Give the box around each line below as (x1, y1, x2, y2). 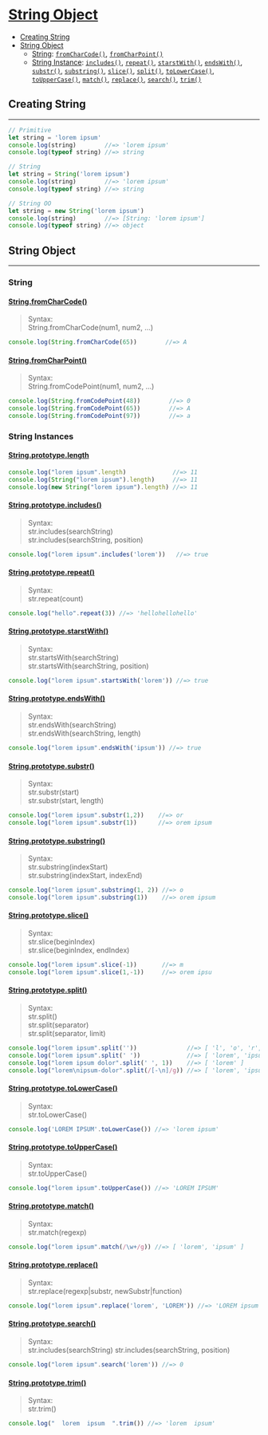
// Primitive (8, 126, 52, 134)
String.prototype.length (8, 451, 89, 460)
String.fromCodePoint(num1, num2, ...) (27, 381, 155, 392)
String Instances (8, 431, 74, 442)
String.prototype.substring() (8, 836, 106, 846)
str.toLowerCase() (27, 1110, 88, 1119)
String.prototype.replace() (8, 1260, 98, 1270)
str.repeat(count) (27, 593, 84, 603)
